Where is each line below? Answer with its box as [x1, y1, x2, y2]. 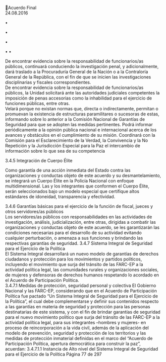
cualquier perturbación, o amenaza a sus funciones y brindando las [5, 235, 143, 241]
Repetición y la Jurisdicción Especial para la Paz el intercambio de [5, 143, 140, 149]
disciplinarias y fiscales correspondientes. [5, 80, 91, 85]
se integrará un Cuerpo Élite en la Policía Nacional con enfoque [5, 178, 134, 183]
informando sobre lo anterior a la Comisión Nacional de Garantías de [5, 116, 145, 122]
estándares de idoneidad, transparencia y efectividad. [5, 194, 115, 199]
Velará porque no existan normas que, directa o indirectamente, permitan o [5, 106, 159, 111]
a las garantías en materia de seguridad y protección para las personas [5, 304, 150, 309]
